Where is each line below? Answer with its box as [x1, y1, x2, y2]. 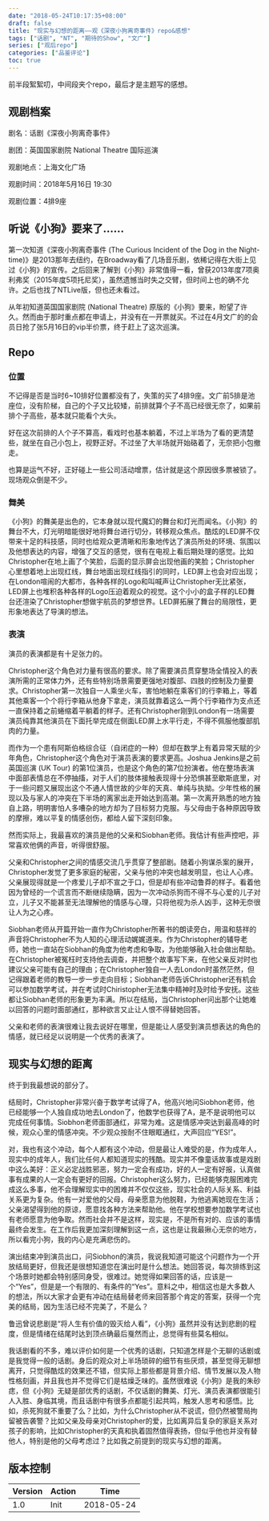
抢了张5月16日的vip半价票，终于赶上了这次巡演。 [22, 322, 184, 331]
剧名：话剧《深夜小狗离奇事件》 [8, 127, 114, 137]
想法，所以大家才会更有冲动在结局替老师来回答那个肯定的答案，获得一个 [14, 1292, 254, 1301]
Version [12, 1486, 43, 1497]
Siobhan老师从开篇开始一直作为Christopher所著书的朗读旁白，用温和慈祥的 [8, 924, 257, 934]
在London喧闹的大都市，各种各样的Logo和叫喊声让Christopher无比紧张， [8, 576, 251, 586]
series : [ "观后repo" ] [8, 42, 78, 50]
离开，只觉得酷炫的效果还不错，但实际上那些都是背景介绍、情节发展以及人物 [8, 1365, 261, 1375]
